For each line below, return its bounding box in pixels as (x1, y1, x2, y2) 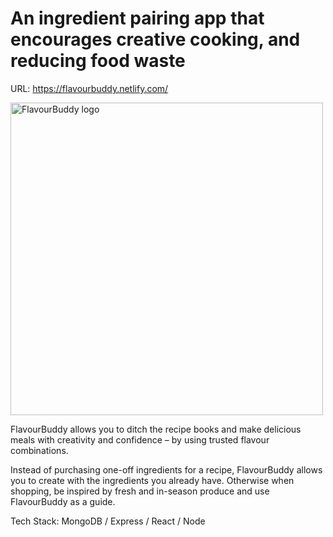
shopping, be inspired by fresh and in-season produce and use (10, 485, 270, 497)
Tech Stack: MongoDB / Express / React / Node (10, 515, 206, 527)
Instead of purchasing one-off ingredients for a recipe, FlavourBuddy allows (10, 463, 323, 476)
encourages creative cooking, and (10, 28, 301, 51)
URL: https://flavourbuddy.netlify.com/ (10, 82, 169, 94)
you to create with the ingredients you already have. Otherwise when (10, 474, 295, 486)
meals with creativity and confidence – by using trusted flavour (10, 433, 270, 446)
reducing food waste (10, 50, 186, 72)
